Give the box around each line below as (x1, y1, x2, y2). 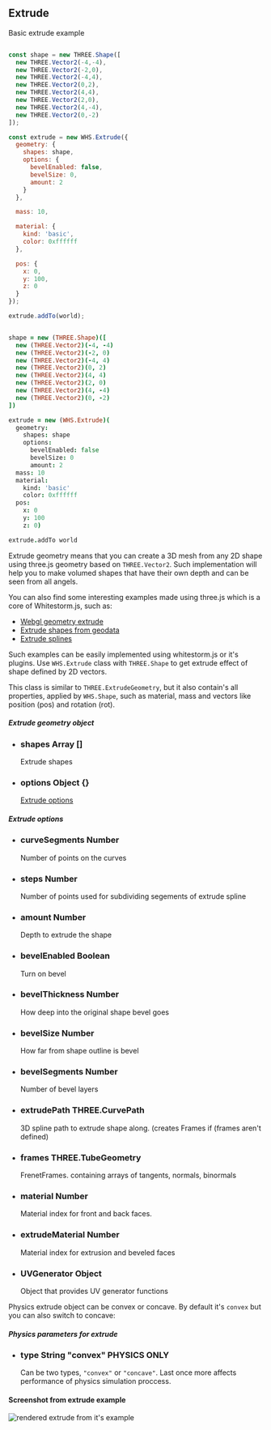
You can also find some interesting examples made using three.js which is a (8, 592, 260, 602)
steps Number (19, 873, 78, 884)
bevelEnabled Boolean (19, 951, 111, 962)
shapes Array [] (19, 738, 83, 750)
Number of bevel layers (19, 1084, 99, 1094)
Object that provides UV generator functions (19, 1286, 168, 1296)
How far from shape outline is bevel (19, 1046, 139, 1056)
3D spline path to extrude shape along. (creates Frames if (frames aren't (19, 1123, 261, 1133)
